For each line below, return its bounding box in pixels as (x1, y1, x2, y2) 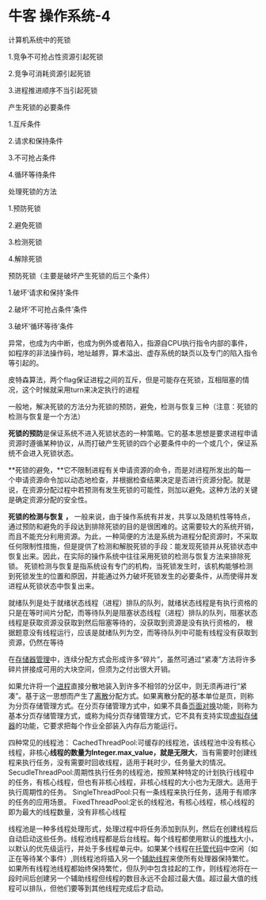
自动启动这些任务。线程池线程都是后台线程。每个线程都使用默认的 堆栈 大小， (8, 833, 258, 843)
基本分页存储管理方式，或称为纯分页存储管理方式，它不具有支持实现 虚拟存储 (8, 710, 258, 720)
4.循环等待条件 (8, 170, 57, 179)
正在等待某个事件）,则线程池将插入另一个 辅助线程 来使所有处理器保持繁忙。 (8, 853, 253, 863)
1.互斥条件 (8, 119, 41, 128)
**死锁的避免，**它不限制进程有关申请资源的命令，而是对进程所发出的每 (8, 465, 245, 474)
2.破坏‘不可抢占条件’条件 (8, 304, 88, 314)
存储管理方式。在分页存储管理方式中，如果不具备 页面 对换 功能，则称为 (28, 701, 258, 710)
